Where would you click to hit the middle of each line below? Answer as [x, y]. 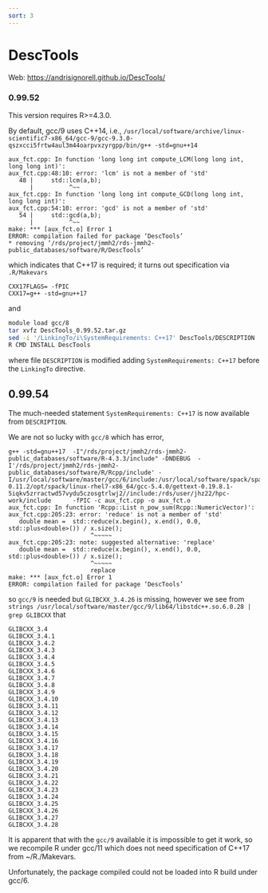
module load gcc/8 [39, 323]
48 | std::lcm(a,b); [60, 180]
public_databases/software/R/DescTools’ [77, 250]
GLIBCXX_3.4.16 [33, 741]
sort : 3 [21, 16]
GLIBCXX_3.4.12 [33, 713]
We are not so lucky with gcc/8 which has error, [86, 437]
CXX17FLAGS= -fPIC [39, 286]
